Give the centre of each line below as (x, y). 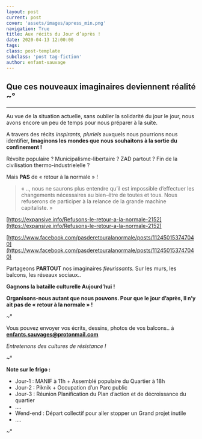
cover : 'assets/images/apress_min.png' (56, 23)
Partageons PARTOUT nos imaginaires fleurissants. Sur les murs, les (91, 268)
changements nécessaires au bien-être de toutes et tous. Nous (99, 195)
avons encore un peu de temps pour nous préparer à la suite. (82, 123)
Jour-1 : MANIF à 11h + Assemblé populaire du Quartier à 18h (90, 381)
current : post (24, 17)
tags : (13, 46)
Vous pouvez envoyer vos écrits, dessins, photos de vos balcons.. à (90, 328)
